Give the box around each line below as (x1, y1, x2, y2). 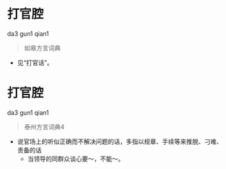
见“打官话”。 (17, 58, 54, 66)
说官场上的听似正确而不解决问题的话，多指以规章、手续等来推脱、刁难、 (17, 137, 223, 146)
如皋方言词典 (23, 43, 61, 52)
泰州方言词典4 (23, 122, 65, 131)
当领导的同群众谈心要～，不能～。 (27, 155, 125, 163)
